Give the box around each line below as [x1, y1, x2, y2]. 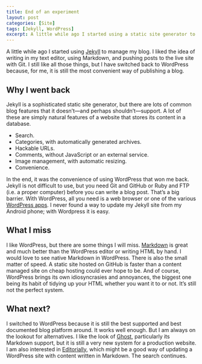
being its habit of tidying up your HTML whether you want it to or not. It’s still [6, 279, 197, 287]
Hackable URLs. [14, 145, 55, 152]
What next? [6, 304, 51, 314]
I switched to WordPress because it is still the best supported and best [6, 320, 182, 327]
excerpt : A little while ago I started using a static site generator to [6, 31, 196, 37]
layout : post [6, 15, 39, 21]
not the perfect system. [6, 286, 65, 293]
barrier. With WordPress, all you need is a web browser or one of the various [6, 195, 196, 202]
